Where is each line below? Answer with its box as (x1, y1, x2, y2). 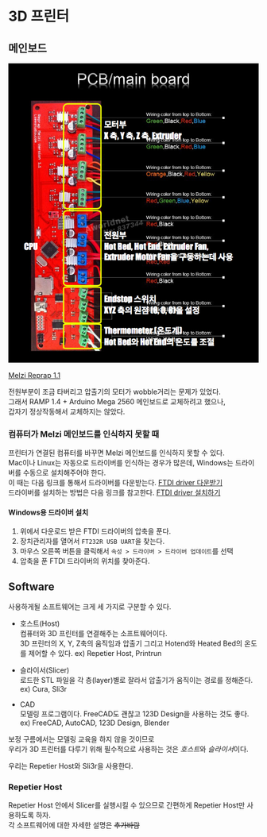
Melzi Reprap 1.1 (8, 370, 61, 380)
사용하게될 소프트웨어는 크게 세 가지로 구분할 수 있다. (8, 602, 172, 611)
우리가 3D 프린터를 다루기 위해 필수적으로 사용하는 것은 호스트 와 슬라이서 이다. (8, 744, 249, 754)
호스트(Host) (19, 619, 60, 628)
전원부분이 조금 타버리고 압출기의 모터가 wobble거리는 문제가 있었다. (8, 387, 221, 396)
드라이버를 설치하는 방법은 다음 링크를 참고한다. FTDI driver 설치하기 (8, 488, 221, 497)
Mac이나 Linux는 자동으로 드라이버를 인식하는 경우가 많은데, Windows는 (8, 458, 234, 468)
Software (8, 580, 55, 593)
